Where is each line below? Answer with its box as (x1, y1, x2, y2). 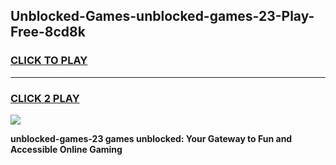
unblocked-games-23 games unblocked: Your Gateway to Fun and (10, 132, 293, 144)
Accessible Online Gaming (10, 143, 123, 155)
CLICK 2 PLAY (10, 91, 80, 105)
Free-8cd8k (10, 24, 86, 41)
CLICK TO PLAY (10, 54, 88, 68)
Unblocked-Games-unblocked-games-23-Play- (10, 8, 315, 25)
